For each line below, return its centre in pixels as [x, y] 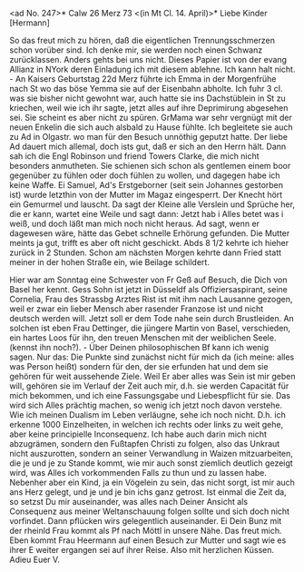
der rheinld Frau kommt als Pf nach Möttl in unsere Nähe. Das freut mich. [146, 531]
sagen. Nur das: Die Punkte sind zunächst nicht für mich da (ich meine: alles [152, 357]
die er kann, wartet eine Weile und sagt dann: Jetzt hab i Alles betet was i [147, 214]
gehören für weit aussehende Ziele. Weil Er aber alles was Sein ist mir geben [152, 376]
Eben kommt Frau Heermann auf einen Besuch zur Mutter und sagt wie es [148, 540]
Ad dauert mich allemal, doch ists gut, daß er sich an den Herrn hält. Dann [148, 146]
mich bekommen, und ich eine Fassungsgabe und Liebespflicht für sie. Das [150, 395]
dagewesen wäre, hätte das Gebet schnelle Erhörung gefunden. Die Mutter [150, 233]
